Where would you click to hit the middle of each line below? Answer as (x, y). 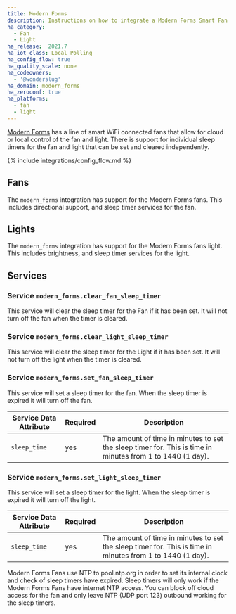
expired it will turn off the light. (52, 499)
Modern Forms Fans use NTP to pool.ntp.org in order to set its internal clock (117, 573)
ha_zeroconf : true (34, 92)
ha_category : (26, 27)
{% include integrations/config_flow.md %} (70, 160)
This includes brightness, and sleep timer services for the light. (98, 253)
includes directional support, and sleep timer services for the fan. (102, 207)
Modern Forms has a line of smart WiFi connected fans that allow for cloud (115, 132)
